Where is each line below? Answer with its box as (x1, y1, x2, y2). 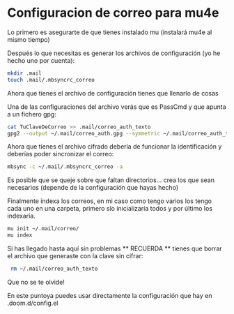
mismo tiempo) (7, 35, 50, 43)
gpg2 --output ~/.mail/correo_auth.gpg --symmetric (7, 130, 160, 137)
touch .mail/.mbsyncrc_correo (7, 76, 95, 83)
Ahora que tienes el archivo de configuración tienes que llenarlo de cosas (7, 89, 219, 97)
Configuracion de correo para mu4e (7, 5, 219, 21)
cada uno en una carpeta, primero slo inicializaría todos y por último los (7, 204, 212, 213)
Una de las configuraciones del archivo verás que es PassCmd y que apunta (7, 103, 226, 111)
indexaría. (7, 211, 36, 220)
